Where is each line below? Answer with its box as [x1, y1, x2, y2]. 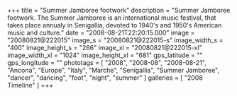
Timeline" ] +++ [7, 81, 54, 89]
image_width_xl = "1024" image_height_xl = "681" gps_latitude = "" [7, 51, 203, 59]
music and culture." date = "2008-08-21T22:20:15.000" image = [7, 28, 195, 37]
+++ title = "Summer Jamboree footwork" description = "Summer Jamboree [7, 6, 231, 14]
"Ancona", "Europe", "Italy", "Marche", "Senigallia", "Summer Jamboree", [7, 66, 220, 74]
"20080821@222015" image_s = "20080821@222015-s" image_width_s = [7, 36, 224, 44]
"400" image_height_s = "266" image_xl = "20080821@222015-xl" [7, 44, 202, 52]
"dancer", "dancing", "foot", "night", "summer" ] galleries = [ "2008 [7, 73, 204, 82]
